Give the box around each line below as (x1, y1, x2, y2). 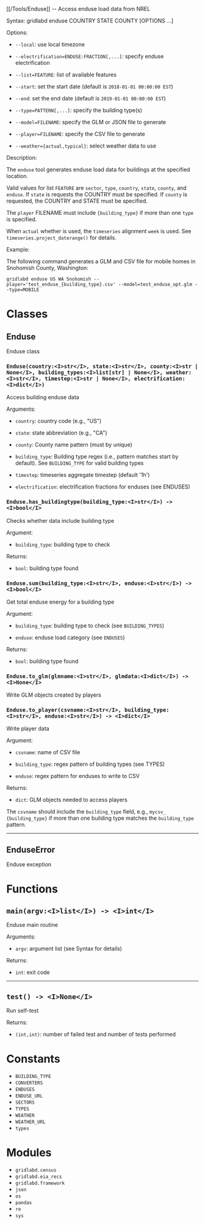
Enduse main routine (6, 921, 58, 929)
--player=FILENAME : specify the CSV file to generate (15, 130, 145, 137)
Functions (6, 882, 58, 896)
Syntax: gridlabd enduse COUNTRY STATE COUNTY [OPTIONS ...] (6, 17, 174, 24)
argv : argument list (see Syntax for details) (15, 945, 122, 953)
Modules (6, 1146, 52, 1159)
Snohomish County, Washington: (6, 264, 88, 271)
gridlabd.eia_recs (15, 1174, 62, 1180)
